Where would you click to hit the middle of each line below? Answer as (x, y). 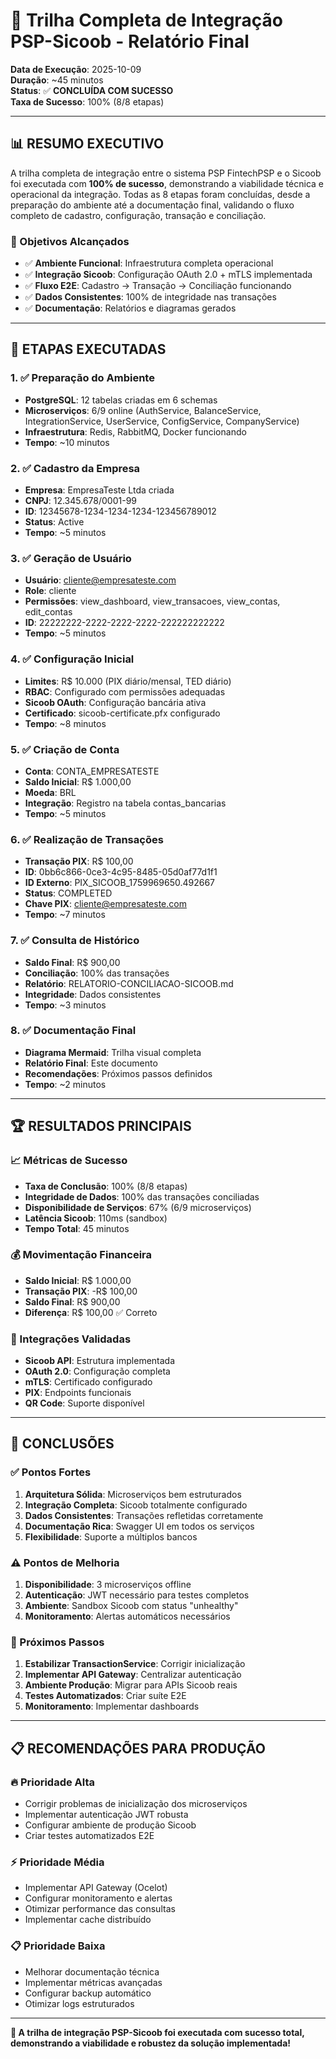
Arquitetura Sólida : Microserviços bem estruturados (133, 1494)
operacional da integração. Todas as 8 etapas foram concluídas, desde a (160, 194)
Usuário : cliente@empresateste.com (100, 580)
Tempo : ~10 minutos (67, 442)
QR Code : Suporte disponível (84, 1403)
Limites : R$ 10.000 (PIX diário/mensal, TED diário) (128, 681)
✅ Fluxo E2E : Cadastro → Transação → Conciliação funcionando (158, 286)
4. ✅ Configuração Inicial (72, 659)
